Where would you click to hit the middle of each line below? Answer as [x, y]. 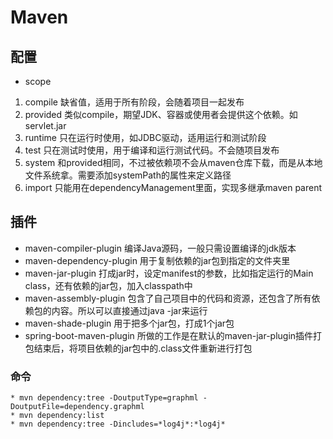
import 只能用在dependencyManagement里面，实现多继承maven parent [173, 187]
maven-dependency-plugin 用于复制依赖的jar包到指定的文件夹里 [157, 260]
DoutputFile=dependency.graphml [77, 407]
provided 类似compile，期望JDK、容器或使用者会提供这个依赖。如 [161, 114]
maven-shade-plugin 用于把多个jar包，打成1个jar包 [129, 323]
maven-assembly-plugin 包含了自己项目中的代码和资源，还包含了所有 [168, 298]
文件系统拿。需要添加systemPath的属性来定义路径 [128, 175]
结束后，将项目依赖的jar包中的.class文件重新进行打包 [143, 348]
